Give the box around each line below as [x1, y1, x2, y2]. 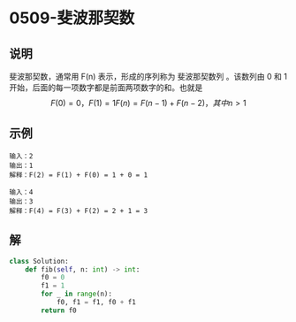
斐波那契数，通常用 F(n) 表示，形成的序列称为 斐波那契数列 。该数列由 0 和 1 [9, 72, 287, 81]
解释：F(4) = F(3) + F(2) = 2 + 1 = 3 [9, 206, 148, 215]
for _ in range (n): [41, 289, 113, 299]
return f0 [41, 306, 77, 315]
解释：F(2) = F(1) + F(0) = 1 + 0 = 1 [9, 170, 148, 180]
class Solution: [9, 257, 69, 265]
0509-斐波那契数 [9, 8, 135, 28]
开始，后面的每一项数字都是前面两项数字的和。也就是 [9, 82, 203, 93]
